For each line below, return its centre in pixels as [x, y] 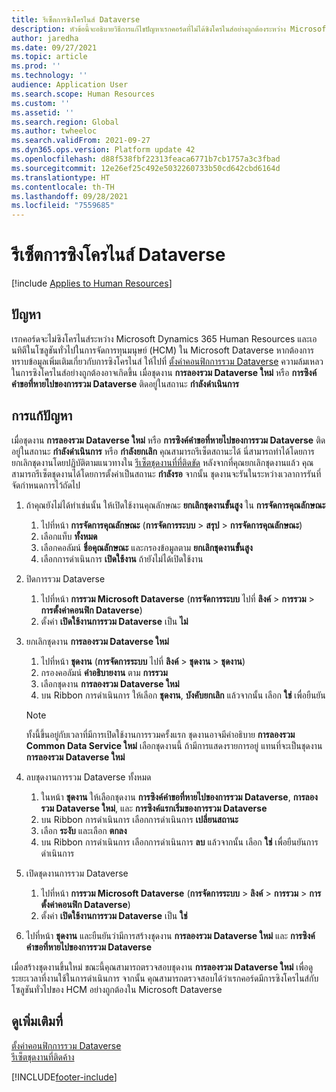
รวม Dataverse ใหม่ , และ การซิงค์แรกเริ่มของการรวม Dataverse [154, 808]
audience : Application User [70, 85]
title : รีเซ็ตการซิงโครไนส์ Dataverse [76, 19]
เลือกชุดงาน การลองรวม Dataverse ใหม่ [110, 683]
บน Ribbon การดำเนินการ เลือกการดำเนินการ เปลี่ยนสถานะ [139, 819]
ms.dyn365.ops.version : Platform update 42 [103, 150]
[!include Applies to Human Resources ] [92, 283]
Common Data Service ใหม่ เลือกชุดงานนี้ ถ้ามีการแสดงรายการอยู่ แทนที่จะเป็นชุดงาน [174, 745]
